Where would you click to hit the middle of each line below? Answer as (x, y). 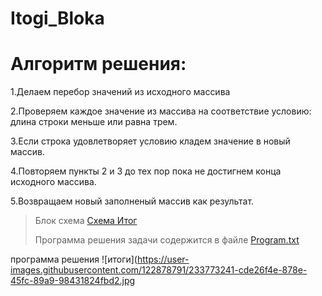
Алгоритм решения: (98, 64)
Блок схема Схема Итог (86, 221)
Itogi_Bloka (57, 18)
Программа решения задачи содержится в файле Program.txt (167, 240)
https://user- (163, 259)
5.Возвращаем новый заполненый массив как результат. (132, 201)
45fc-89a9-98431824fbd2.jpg (73, 281)
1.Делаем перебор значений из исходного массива (120, 92)
